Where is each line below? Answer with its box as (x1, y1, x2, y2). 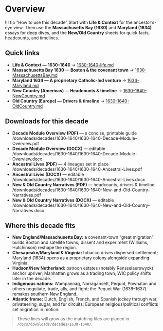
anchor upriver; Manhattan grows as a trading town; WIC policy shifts (12, 270, 151, 276)
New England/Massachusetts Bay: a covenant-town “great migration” (12, 234, 154, 240)
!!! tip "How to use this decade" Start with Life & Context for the (5, 19, 133, 25)
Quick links (5, 49, 40, 57)
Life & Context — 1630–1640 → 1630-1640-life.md (12, 62, 114, 67)
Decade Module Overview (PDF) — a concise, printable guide (12, 130, 137, 136)
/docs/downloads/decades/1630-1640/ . (17, 321, 93, 327)
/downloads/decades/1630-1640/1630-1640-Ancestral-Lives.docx (12, 176, 145, 182)
